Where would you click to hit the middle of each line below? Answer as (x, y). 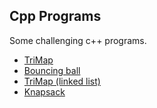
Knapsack (44, 91)
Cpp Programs (55, 16)
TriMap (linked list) (62, 81)
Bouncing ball (52, 70)
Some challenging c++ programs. (78, 40)
